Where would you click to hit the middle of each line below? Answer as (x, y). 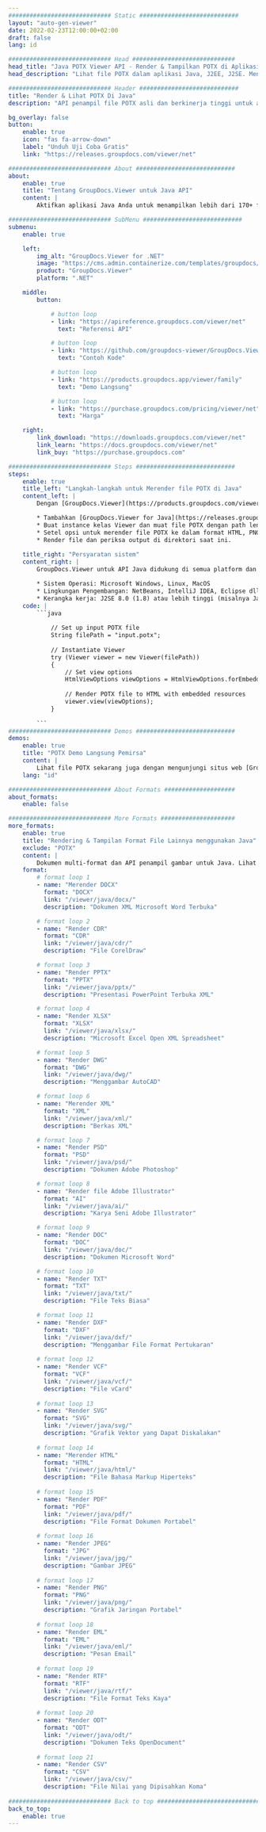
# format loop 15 (65, 1492)
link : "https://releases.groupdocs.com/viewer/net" (109, 154)
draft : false (30, 38)
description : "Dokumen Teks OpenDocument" (114, 1742)
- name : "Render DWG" (72, 1060)
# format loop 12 (65, 1360)
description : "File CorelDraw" (95, 951)
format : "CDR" (66, 936)
